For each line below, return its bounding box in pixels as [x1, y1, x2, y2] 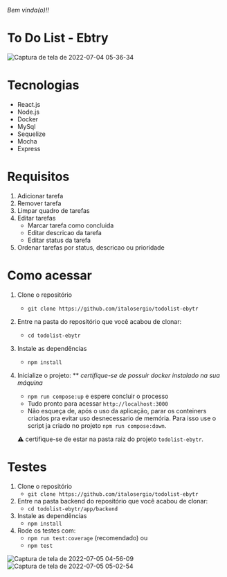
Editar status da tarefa [27, 236, 91, 244]
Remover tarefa [17, 199, 62, 207]
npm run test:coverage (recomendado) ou [27, 533, 148, 542]
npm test [27, 542, 53, 549]
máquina [17, 378, 43, 387]
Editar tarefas [17, 214, 56, 222]
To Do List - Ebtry [7, 31, 109, 46]
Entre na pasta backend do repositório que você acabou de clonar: [17, 497, 208, 505]
